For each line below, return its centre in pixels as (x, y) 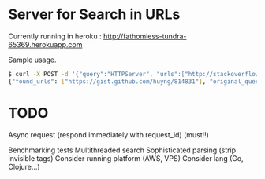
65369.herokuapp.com (45, 44)
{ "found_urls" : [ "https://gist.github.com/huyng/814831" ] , (107, 81)
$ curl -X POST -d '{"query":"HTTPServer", (81, 74)
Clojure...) (24, 166)
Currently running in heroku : (55, 36)
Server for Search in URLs (94, 15)
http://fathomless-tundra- (145, 36)
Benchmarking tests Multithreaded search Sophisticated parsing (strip (122, 150)
